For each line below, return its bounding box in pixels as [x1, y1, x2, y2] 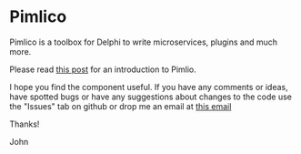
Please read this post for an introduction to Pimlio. [9, 64, 197, 75]
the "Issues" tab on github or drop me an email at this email [9, 100, 232, 111]
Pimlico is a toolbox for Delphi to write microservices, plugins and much [9, 36, 278, 47]
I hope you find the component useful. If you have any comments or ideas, [9, 81, 288, 92]
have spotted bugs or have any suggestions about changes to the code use [9, 91, 293, 102]
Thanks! [9, 118, 40, 129]
